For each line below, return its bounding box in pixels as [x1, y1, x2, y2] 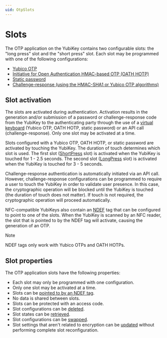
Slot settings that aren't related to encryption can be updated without [12, 322, 155, 328]
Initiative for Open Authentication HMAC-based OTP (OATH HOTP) [12, 71, 150, 77]
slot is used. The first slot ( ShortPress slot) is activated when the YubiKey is [5, 151, 161, 157]
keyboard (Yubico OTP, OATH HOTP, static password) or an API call [5, 125, 144, 131]
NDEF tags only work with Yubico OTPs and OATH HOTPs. [5, 242, 125, 248]
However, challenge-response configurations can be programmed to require [5, 176, 162, 182]
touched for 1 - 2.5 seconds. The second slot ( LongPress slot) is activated [5, 156, 157, 162]
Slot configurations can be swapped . [12, 317, 88, 323]
